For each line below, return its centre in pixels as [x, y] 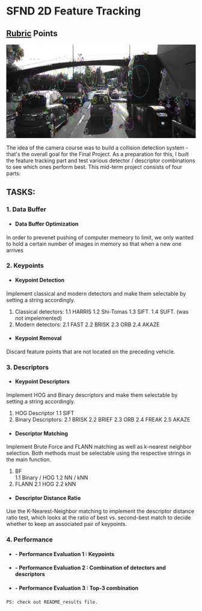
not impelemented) [38, 318]
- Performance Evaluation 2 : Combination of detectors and [90, 568]
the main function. [29, 460]
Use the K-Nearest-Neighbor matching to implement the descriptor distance [100, 511]
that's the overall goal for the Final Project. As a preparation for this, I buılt [98, 154]
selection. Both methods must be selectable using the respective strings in [99, 453]
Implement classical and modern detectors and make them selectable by [96, 293]
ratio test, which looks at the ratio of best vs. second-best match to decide [99, 518]
